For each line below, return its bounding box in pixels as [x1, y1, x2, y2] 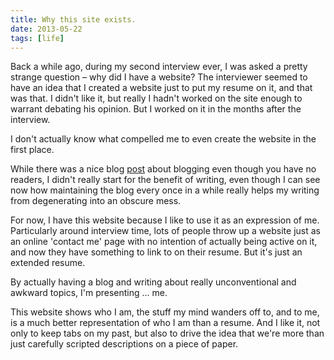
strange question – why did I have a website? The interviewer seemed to [10, 71, 308, 83]
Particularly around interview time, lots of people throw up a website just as [10, 225, 321, 237]
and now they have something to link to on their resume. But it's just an [10, 246, 303, 258]
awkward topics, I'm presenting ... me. [10, 287, 168, 299]
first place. [10, 144, 55, 156]
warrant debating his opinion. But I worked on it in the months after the [10, 103, 302, 115]
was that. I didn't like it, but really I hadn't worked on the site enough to [10, 92, 303, 105]
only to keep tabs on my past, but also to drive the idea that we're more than [10, 327, 325, 340]
